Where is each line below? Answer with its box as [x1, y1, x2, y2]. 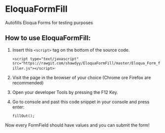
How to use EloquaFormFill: [5, 34, 91, 42]
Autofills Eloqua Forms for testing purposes [5, 20, 93, 26]
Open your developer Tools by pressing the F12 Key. [12, 89, 118, 95]
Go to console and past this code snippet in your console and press [12, 99, 150, 105]
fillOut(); [12, 113, 35, 118]
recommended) [12, 80, 44, 85]
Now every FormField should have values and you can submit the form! [5, 122, 150, 128]
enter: [12, 104, 25, 110]
